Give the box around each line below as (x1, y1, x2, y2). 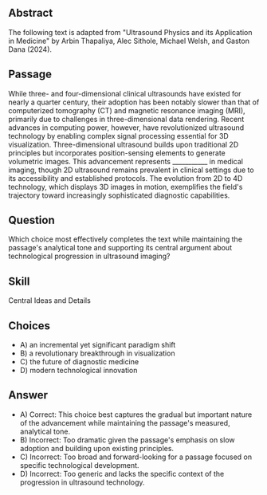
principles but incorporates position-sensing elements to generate (8, 147, 226, 158)
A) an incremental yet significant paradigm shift (19, 340, 176, 350)
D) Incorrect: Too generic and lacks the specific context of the (19, 469, 225, 478)
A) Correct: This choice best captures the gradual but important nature (19, 410, 253, 419)
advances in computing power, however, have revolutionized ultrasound (8, 123, 245, 132)
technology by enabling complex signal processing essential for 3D (8, 131, 229, 140)
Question (8, 214, 55, 227)
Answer (8, 388, 49, 402)
